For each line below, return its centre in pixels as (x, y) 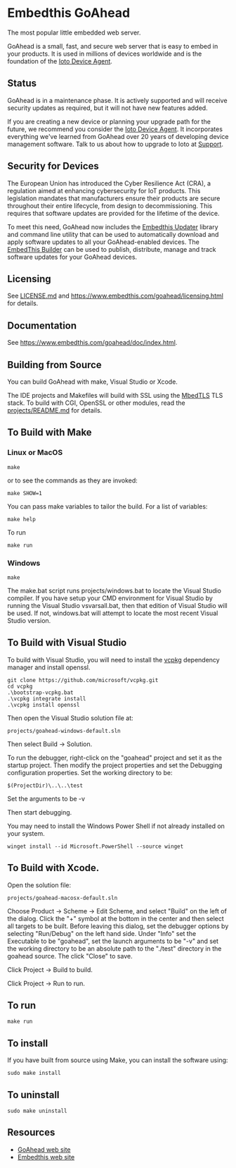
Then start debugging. (40, 812)
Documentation (42, 326)
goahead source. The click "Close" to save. (70, 956)
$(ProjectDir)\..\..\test (45, 785)
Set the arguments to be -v (46, 798)
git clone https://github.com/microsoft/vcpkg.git (83, 680)
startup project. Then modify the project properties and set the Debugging (115, 765)
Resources (31, 1132)
